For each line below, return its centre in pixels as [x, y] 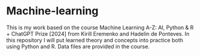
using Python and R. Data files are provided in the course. [78, 46]
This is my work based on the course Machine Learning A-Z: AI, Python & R [100, 27]
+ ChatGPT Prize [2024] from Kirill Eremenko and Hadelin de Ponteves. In [98, 33]
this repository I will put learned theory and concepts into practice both [95, 40]
